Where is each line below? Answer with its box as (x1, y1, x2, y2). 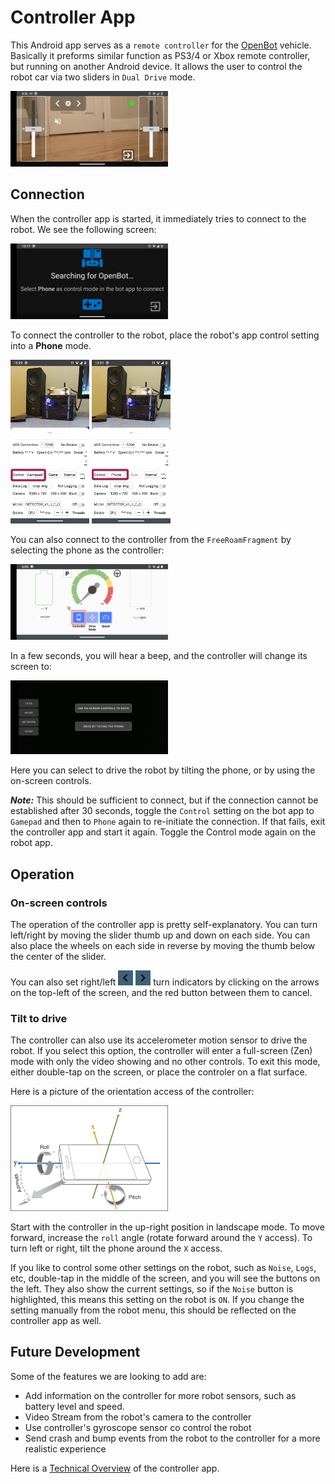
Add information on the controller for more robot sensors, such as (24, 1389, 297, 1401)
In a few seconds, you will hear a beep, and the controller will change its (10, 650, 308, 662)
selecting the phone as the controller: (10, 544, 165, 556)
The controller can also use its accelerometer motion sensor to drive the (10, 1034, 308, 1046)
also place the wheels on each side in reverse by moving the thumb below (10, 940, 316, 952)
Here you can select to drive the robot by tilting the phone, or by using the (10, 764, 316, 776)
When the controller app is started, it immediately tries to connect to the (10, 212, 307, 225)
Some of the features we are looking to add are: (10, 1370, 207, 1382)
